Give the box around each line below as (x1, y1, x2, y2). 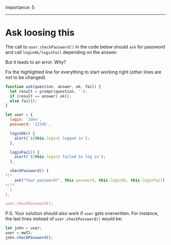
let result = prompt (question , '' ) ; (10, 89, 88, 94)
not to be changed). (5, 74, 47, 80)
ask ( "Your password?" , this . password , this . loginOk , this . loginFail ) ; (14, 178, 167, 183)
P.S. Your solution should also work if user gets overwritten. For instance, (5, 210, 159, 216)
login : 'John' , (10, 117, 42, 122)
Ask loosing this (5, 27, 75, 39)
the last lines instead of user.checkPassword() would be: (5, 216, 123, 222)
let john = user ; (5, 226, 42, 231)
